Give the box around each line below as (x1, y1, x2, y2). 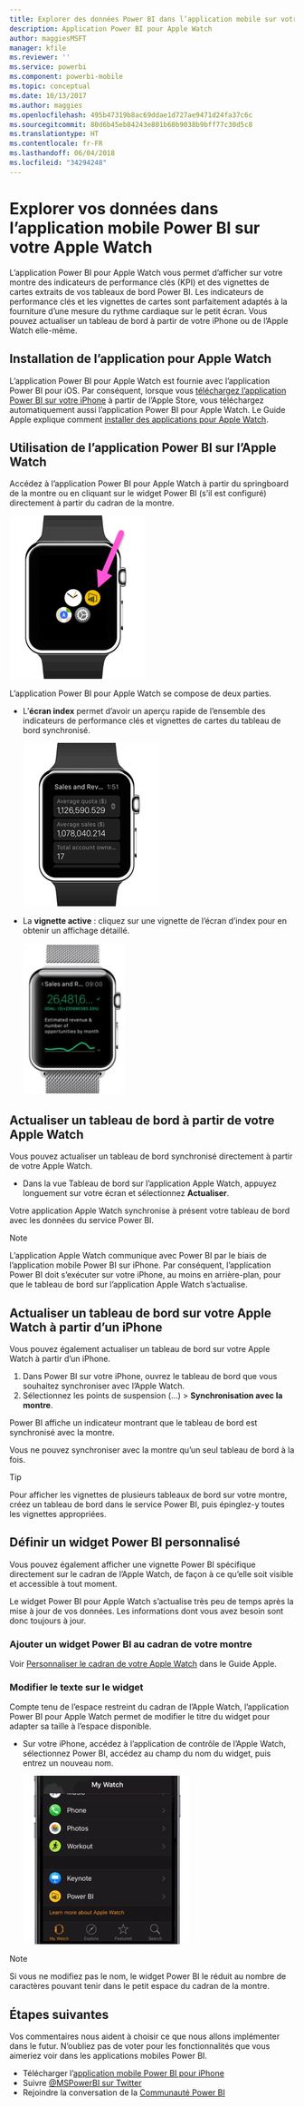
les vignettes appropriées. (9, 1508, 107, 1519)
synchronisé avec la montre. (9, 1426, 115, 1437)
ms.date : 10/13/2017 (9, 91, 88, 100)
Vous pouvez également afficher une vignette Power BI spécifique (9, 1559, 256, 1570)
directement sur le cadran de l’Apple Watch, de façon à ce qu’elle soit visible (9, 1568, 294, 1579)
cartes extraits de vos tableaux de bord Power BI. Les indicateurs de (9, 286, 264, 297)
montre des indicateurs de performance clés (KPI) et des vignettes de (9, 277, 270, 288)
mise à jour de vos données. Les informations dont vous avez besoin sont (9, 1605, 284, 1616)
